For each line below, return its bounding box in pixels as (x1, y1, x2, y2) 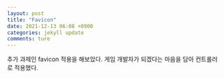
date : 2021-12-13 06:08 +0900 (7, 23, 94, 29)
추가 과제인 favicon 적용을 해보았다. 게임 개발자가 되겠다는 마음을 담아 (7, 55, 194, 64)
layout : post (7, 10, 45, 17)
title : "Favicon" (7, 16, 57, 23)
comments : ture (7, 36, 51, 42)
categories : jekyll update (7, 29, 84, 36)
